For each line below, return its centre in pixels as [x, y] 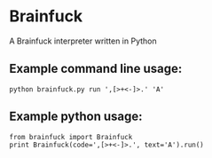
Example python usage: [76, 117]
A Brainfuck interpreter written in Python [83, 41]
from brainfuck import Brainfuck [71, 137]
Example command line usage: [96, 69]
